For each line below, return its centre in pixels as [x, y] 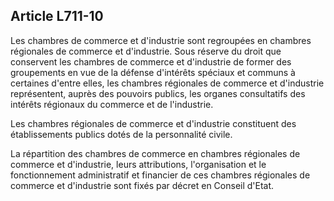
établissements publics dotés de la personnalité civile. [121, 134]
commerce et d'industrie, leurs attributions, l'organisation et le [138, 164]
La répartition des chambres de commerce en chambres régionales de [155, 153]
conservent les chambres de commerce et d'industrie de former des [151, 61]
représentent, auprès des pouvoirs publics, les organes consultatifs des [158, 93]
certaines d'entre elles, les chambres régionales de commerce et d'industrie [167, 83]
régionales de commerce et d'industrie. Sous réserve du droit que [146, 51]
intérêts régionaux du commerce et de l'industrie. [112, 104]
